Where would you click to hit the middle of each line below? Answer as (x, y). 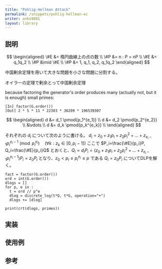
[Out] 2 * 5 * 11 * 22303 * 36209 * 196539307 (53, 111)
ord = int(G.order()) (27, 178)
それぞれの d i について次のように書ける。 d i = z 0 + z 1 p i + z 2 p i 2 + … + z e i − (78, 136)
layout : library (21, 23)
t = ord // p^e (25, 191)
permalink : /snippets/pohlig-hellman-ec (47, 14)
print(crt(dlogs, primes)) (32, 208)
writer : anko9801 (23, 19)
